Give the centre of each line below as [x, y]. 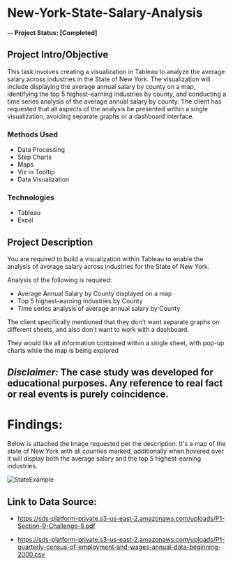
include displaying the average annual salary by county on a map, [102, 86]
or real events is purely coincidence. [88, 395]
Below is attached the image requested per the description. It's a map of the [116, 444]
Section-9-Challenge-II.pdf [56, 526]
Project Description [50, 242]
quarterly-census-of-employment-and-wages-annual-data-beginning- [119, 547]
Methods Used [32, 134]
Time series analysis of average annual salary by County [99, 308]
